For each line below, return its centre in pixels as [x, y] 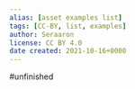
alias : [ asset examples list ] [66, 18]
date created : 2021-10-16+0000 [68, 51]
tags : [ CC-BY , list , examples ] [68, 26]
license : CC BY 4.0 [46, 43]
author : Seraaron [42, 34]
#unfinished [31, 76]
